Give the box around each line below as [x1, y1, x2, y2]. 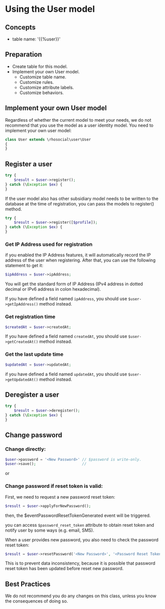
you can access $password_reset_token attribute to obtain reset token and [5, 522, 155, 528]
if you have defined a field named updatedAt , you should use [5, 371, 127, 377]
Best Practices [5, 580, 51, 588]
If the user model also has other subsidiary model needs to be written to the [5, 196, 159, 202]
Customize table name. [19, 74, 66, 80]
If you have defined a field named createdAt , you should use [5, 334, 128, 339]
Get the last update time [5, 351, 64, 358]
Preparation [5, 50, 42, 59]
